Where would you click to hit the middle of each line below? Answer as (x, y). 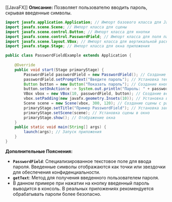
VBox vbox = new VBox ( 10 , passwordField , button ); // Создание (92, 94)
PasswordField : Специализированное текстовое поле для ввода (82, 161)
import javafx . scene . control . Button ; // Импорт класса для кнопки (78, 32)
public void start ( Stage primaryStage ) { (59, 70)
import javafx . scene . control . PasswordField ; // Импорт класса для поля (83, 36)
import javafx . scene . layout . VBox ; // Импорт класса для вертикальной (81, 41)
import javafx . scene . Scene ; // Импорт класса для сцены (66, 27)
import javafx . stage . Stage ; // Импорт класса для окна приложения (78, 46)
